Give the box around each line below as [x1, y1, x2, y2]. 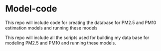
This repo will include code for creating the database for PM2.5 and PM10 [5, 19, 157, 25]
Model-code [5, 3, 57, 14]
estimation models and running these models [5, 24, 98, 30]
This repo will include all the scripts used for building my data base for [5, 34, 150, 40]
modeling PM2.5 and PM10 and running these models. [5, 39, 116, 45]
